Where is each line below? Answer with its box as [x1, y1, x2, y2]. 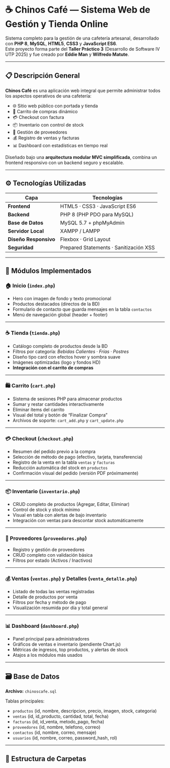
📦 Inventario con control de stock [12, 121, 84, 127]
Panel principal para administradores [12, 636, 90, 642]
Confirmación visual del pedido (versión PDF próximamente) [12, 470, 139, 476]
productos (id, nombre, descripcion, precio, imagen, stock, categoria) [12, 708, 157, 714]
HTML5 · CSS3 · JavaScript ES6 [60, 203, 137, 210]
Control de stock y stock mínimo [12, 506, 80, 513]
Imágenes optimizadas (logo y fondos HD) [12, 359, 101, 365]
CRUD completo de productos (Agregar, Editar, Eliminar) [12, 501, 130, 507]
